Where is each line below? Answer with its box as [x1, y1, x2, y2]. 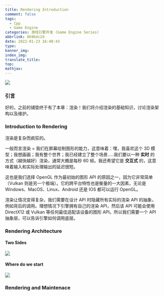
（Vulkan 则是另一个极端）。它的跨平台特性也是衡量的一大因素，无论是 [5, 180, 146, 186]
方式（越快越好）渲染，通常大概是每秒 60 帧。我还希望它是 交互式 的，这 [5, 158, 152, 163]
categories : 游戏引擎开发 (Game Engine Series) [5, 30, 99, 35]
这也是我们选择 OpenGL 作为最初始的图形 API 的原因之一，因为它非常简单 [5, 174, 153, 180]
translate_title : [5, 57, 41, 62]
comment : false [5, 12, 36, 17]
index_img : [5, 52, 27, 58]
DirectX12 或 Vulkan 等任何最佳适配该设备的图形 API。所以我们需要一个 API [5, 209, 156, 215]
